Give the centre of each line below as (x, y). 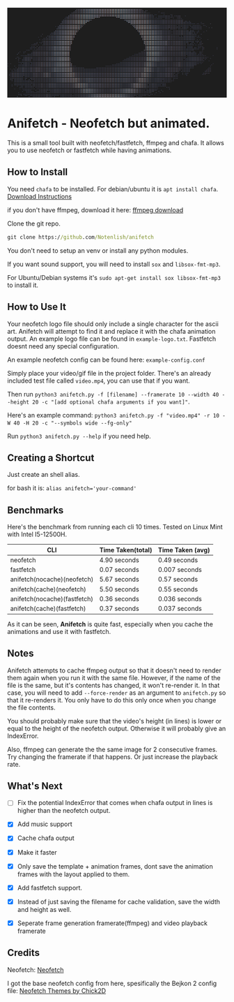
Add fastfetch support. (49, 887)
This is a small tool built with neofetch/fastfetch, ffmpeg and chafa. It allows (116, 143)
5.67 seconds (119, 580)
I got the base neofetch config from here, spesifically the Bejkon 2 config (112, 983)
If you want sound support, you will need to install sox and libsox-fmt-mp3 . (114, 264)
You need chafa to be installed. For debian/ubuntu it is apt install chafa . (113, 189)
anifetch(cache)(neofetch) (48, 589)
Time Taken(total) (126, 550)
